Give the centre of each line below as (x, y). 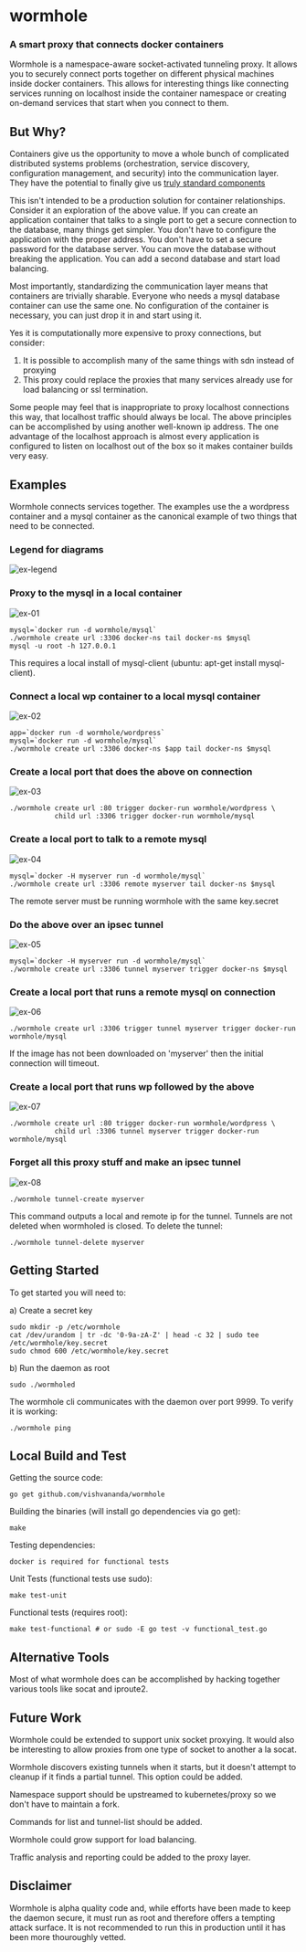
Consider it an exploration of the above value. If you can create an (134, 210)
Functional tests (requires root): (69, 1612)
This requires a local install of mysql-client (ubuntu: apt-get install (133, 662)
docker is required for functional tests (90, 1562)
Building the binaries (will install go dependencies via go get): (125, 1512)
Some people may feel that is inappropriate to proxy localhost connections (149, 407)
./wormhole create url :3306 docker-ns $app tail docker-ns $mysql (141, 749)
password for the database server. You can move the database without (143, 249)
